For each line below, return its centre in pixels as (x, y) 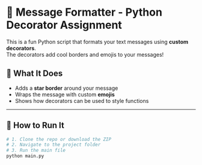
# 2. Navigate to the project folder (54, 145)
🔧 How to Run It (35, 126)
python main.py (25, 156)
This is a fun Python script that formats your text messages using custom (97, 42)
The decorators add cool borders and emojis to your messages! (85, 54)
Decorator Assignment (64, 25)
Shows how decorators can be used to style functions (82, 101)
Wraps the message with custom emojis (65, 94)
